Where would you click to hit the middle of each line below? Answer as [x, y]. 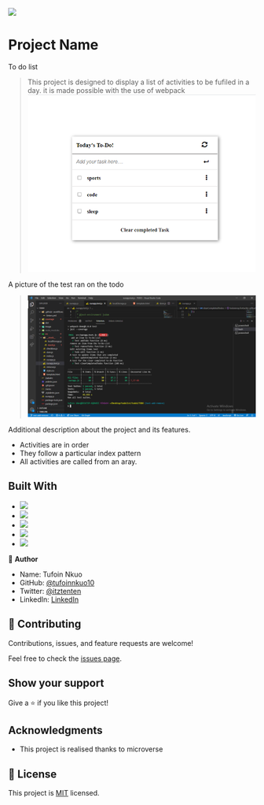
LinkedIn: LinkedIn [49, 599]
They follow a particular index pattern [80, 454]
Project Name [53, 45]
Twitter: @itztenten [50, 591]
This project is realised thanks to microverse [91, 749]
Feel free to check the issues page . [65, 658]
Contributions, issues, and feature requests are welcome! [101, 643]
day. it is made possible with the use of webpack [106, 90]
